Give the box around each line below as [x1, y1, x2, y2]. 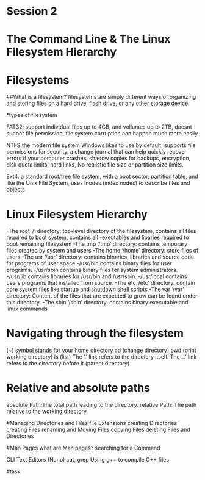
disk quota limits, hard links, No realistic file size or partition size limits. [6, 161, 184, 168]
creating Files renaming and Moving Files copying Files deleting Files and [6, 426, 190, 434]
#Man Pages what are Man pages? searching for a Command [6, 444, 160, 452]
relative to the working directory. [6, 407, 88, 415]
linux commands [6, 305, 48, 312]
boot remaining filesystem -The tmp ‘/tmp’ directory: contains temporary [6, 240, 188, 248]
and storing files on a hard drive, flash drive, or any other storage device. [6, 99, 190, 107]
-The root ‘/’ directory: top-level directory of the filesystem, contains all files [6, 227, 196, 235]
